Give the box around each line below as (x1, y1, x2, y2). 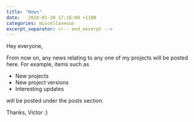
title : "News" (6, 8, 43, 15)
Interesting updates (15, 86, 64, 93)
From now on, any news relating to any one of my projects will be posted (6, 54, 189, 61)
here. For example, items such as (6, 61, 89, 68)
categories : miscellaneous (6, 20, 75, 26)
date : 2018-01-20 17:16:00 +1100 (6, 15, 97, 21)
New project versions (15, 79, 69, 86)
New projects (15, 72, 49, 80)
